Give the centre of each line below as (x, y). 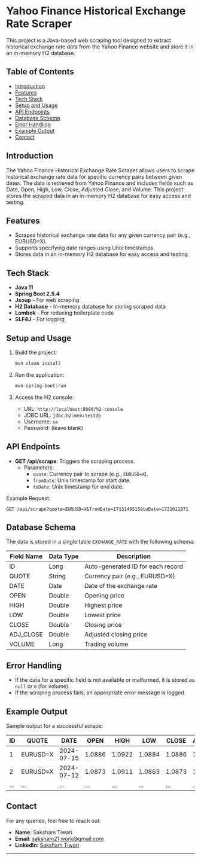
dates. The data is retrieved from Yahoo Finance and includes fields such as (100, 183)
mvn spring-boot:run (40, 386)
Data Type (64, 556)
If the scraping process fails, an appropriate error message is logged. (100, 693)
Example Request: (28, 498)
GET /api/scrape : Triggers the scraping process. (75, 461)
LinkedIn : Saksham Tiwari (47, 845)
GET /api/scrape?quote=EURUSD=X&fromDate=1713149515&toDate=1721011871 (97, 509)
